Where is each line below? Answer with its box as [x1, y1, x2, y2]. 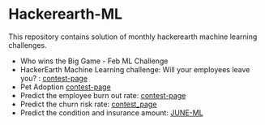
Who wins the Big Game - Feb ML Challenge [19, 56, 169, 66]
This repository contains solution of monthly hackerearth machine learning [8, 32, 258, 41]
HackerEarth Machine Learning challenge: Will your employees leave [19, 64, 250, 74]
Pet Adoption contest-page [19, 82, 111, 92]
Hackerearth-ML [8, 5, 123, 24]
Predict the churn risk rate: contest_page [19, 99, 157, 109]
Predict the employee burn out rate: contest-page [19, 90, 186, 100]
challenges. [8, 40, 47, 50]
